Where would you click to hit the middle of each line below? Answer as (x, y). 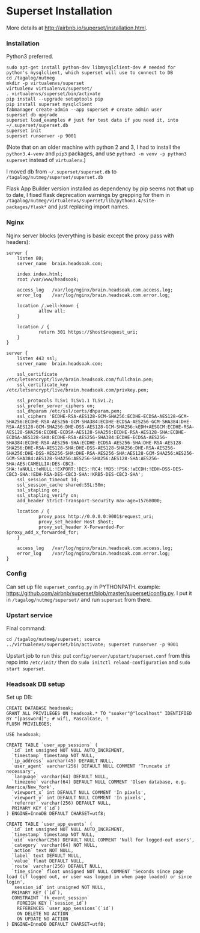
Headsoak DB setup (36, 684)
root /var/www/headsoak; (48, 279)
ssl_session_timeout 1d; (48, 479)
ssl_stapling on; (39, 490)
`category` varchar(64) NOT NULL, (55, 845)
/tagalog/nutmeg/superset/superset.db (55, 178)
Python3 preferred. (30, 57)
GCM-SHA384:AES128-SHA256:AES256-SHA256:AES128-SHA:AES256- (83, 458)
